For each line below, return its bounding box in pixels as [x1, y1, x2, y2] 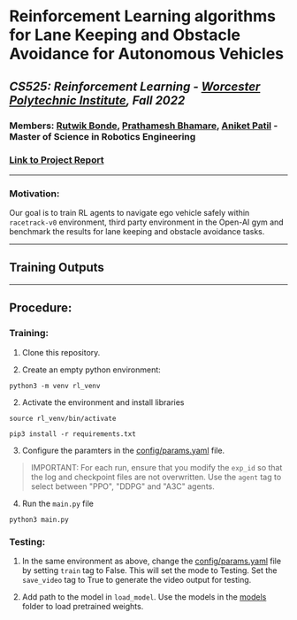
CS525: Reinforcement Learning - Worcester [9, 79, 261, 94]
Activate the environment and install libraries [21, 396, 185, 408]
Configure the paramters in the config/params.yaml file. [21, 445, 225, 455]
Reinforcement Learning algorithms [9, 6, 277, 27]
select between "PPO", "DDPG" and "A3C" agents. [30, 480, 215, 492]
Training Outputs [9, 260, 104, 275]
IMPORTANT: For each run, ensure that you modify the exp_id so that [30, 462, 283, 472]
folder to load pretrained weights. [21, 601, 144, 611]
